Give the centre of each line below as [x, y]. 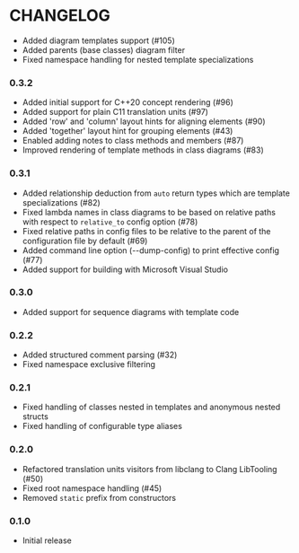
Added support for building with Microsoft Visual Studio [125, 269]
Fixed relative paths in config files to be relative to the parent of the [146, 231]
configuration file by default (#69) [85, 241]
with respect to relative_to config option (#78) [110, 222]
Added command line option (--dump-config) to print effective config [151, 250]
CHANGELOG [60, 16]
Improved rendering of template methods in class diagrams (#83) [143, 150]
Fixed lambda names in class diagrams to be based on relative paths [149, 212]
